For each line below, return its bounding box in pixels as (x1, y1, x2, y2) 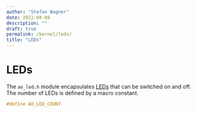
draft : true (6, 25, 36, 32)
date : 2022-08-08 (6, 15, 50, 21)
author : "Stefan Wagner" (6, 8, 69, 15)
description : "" (6, 20, 47, 26)
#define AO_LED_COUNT (6, 101, 61, 107)
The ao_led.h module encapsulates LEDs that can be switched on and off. (6, 83, 192, 90)
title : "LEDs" (6, 37, 43, 43)
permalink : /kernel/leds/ (6, 31, 72, 37)
